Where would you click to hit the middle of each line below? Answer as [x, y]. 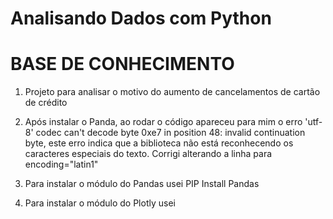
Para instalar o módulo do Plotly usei [100, 203]
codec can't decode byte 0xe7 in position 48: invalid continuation [170, 133]
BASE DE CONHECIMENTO [122, 64]
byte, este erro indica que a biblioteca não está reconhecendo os [159, 143]
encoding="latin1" [61, 164]
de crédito [46, 103]
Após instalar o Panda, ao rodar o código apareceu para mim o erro [163, 122]
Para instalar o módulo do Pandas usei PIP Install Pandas [142, 184]
